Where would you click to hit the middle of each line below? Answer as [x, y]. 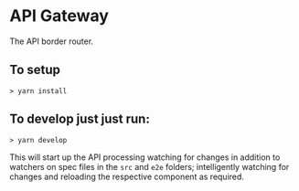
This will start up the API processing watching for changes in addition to [145, 157]
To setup [35, 70]
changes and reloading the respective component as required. [127, 176]
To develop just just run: [80, 119]
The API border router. [52, 41]
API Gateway [59, 16]
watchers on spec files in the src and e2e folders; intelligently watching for [149, 166]
